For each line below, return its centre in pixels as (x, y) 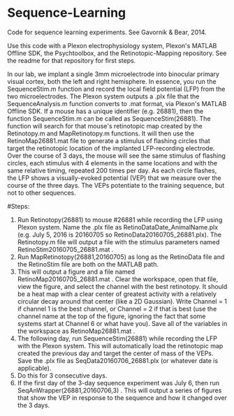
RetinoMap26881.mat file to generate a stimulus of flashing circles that (109, 140)
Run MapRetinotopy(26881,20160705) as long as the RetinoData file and (121, 257)
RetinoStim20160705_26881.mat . (65, 249)
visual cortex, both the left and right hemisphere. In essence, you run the (112, 81)
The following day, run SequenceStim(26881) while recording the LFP (117, 338)
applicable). (34, 368)
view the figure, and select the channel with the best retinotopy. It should (122, 286)
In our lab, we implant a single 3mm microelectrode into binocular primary (114, 74)
